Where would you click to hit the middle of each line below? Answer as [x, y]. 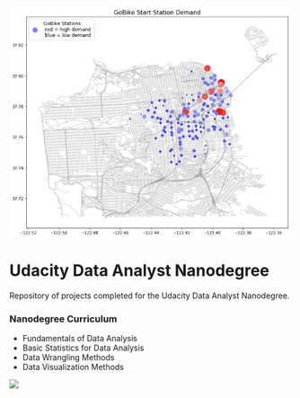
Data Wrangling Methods [68, 358]
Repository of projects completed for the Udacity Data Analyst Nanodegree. [150, 296]
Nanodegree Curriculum [63, 319]
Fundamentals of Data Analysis [79, 339]
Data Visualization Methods [73, 367]
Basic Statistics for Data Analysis [83, 348]
